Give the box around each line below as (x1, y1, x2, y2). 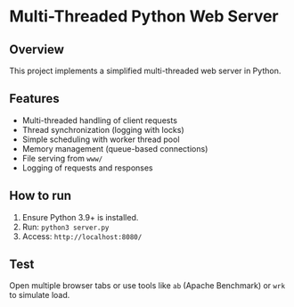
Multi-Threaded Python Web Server (9, 6, 279, 27)
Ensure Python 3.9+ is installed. (21, 212, 139, 222)
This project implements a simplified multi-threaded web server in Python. (9, 65, 282, 76)
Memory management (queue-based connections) (21, 143, 208, 153)
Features (9, 91, 60, 106)
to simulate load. (9, 290, 70, 301)
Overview (9, 42, 65, 57)
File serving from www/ (21, 153, 103, 163)
